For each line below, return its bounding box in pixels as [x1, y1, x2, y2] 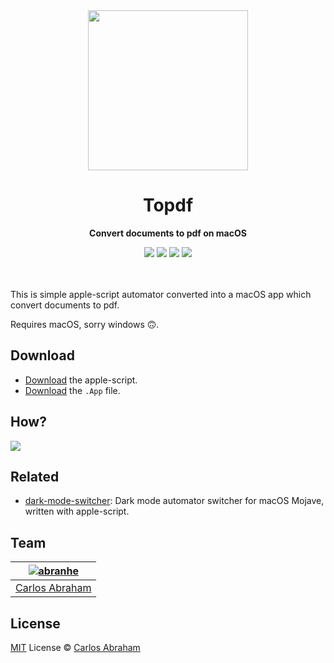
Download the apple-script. [24, 374, 138, 386]
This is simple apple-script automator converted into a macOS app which [10, 288, 312, 300]
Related [10, 468, 60, 485]
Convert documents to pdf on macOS [89, 227, 247, 239]
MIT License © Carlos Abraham [10, 642, 141, 653]
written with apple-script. [24, 505, 130, 518]
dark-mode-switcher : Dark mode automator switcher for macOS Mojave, [24, 495, 325, 507]
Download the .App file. [24, 384, 121, 396]
